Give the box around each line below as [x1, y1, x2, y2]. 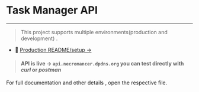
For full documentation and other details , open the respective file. [6, 79, 168, 86]
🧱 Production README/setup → [14, 46, 92, 53]
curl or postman [20, 66, 62, 73]
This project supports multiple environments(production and [20, 28, 168, 35]
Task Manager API [6, 4, 98, 17]
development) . [20, 35, 58, 42]
